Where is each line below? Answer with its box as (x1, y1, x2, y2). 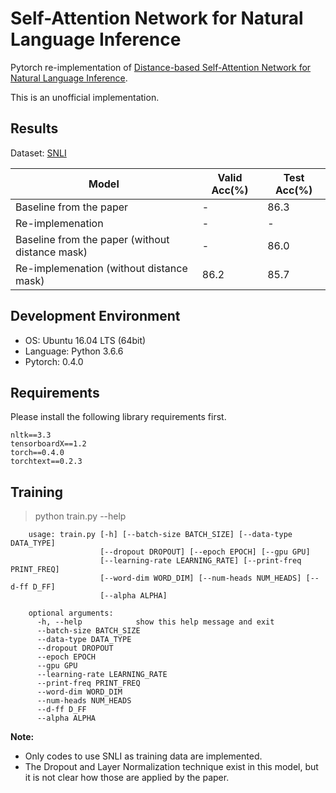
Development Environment (10, 308, 181, 325)
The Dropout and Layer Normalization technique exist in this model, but (24, 761, 319, 773)
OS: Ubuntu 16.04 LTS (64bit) (24, 334, 147, 346)
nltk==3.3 (10, 430, 52, 441)
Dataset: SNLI (10, 147, 67, 159)
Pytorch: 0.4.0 (24, 355, 84, 367)
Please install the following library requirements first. (10, 411, 227, 423)
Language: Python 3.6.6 (24, 345, 124, 357)
